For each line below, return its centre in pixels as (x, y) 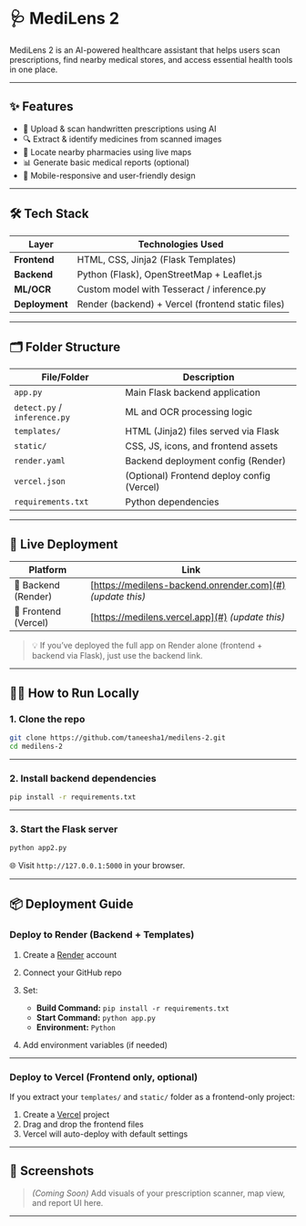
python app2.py (38, 848)
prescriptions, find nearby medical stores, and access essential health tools (151, 59)
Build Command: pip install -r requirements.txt (133, 1008)
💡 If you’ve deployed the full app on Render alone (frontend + (147, 646)
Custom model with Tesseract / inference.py (172, 289)
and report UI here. (67, 1202)
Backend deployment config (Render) (206, 461)
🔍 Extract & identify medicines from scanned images (122, 139)
